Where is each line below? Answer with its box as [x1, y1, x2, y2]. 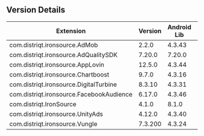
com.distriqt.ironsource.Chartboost [9, 70, 109, 78]
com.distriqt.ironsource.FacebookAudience [9, 90, 133, 98]
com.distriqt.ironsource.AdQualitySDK [9, 50, 118, 59]
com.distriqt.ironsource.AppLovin [9, 60, 104, 69]
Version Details [6, 5, 66, 15]
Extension [56, 27, 86, 35]
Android [167, 22, 192, 31]
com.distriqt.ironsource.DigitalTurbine [9, 80, 117, 89]
